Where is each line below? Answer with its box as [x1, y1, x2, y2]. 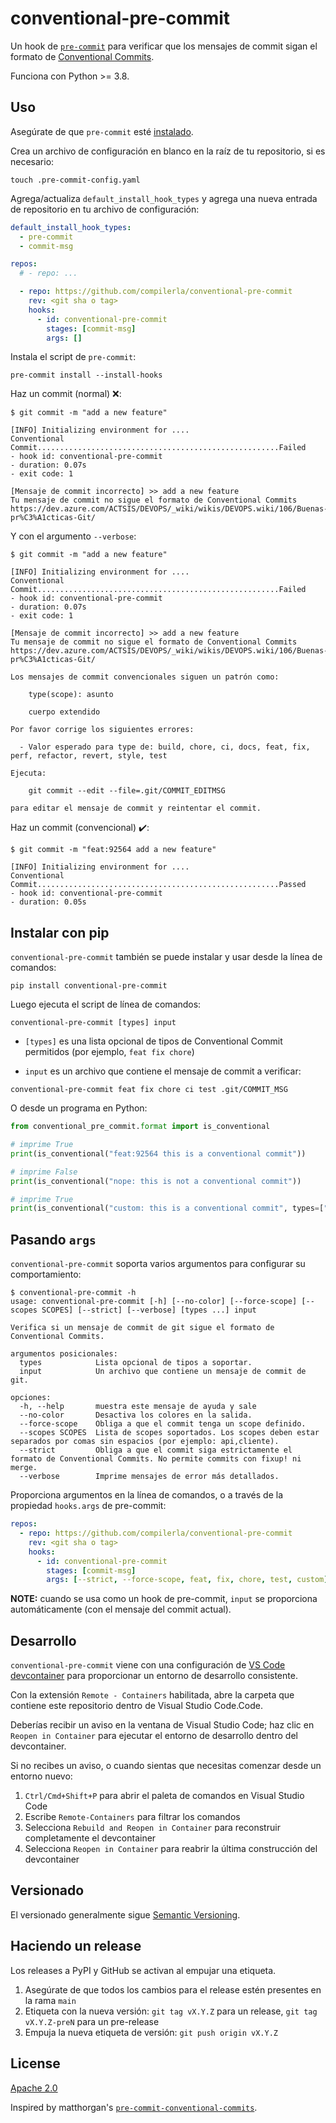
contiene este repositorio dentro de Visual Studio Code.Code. [10, 1700, 264, 1712]
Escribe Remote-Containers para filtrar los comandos [24, 1811, 241, 1823]
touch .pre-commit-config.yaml [10, 175, 141, 185]
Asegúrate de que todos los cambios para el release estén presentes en [24, 1983, 322, 1996]
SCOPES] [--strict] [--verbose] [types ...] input [41, 1305, 257, 1316]
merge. [10, 1463, 38, 1473]
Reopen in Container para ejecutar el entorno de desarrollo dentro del [10, 1730, 298, 1742]
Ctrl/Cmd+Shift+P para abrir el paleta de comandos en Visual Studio [24, 1790, 305, 1802]
